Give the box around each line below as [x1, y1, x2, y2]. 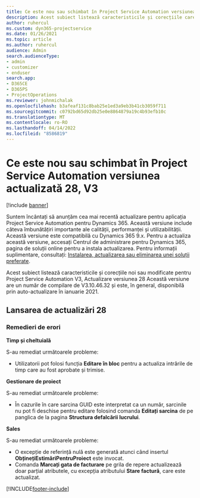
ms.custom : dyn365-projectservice [6, 25, 92, 32]
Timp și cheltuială [6, 336, 51, 344]
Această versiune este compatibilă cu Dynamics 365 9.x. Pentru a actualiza [6, 232, 191, 239]
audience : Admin [6, 48, 46, 54]
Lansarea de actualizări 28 [6, 305, 107, 315]
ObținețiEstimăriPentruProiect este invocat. [14, 454, 124, 462]
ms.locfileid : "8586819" [6, 131, 68, 137]
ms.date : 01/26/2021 [6, 31, 58, 37]
